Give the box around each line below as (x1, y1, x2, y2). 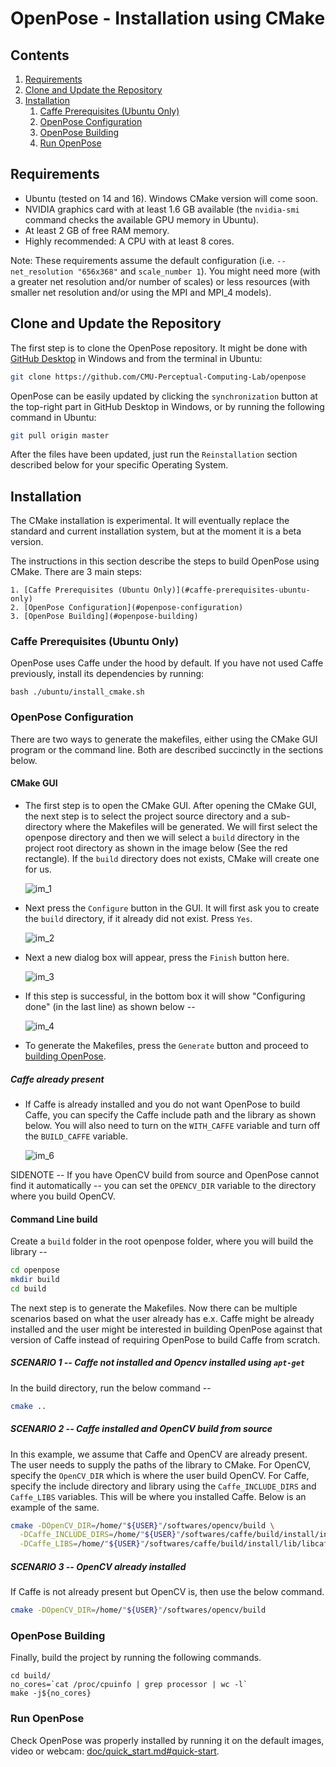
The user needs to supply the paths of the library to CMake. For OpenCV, (10, 1458, 312, 1471)
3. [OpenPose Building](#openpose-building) (10, 612, 199, 622)
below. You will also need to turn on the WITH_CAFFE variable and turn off (24, 1119, 321, 1131)
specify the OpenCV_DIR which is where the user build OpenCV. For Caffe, (10, 1469, 310, 1481)
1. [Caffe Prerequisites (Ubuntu (10, 585, 150, 596)
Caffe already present (10, 1073, 105, 1085)
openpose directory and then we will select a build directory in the (24, 831, 300, 843)
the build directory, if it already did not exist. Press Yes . (24, 912, 253, 924)
